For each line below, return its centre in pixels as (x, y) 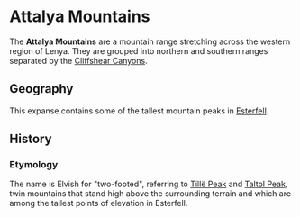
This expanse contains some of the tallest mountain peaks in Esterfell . (139, 111)
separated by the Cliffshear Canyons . (78, 60)
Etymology (34, 165)
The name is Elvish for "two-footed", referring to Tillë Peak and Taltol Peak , (149, 184)
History (31, 139)
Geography (41, 89)
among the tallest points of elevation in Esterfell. (99, 203)
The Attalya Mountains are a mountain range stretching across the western (150, 41)
